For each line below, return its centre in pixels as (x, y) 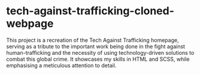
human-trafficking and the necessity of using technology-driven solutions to (100, 52)
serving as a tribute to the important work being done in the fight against (96, 46)
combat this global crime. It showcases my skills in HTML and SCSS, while (98, 59)
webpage (30, 24)
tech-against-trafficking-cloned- (90, 11)
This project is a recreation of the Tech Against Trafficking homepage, (93, 40)
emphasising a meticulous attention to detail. (61, 65)
